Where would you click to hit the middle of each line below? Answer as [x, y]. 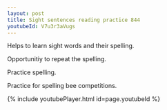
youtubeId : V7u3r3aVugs [41, 26]
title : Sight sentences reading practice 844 [73, 20]
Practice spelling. [32, 72]
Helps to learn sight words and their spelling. [71, 46]
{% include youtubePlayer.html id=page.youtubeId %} [84, 99]
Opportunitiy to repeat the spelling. [57, 59]
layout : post [26, 13]
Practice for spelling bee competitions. [62, 86]
